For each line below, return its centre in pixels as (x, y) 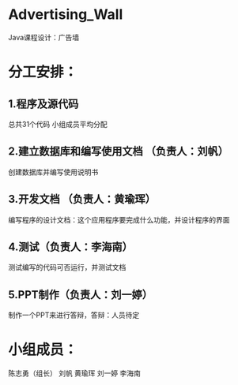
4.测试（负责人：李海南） (70, 247)
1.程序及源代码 (43, 104)
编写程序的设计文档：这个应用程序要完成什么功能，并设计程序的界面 (119, 219)
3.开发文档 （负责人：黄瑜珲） (82, 199)
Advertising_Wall (66, 15)
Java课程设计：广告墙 (44, 37)
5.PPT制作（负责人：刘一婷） (80, 295)
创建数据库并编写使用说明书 (53, 172)
